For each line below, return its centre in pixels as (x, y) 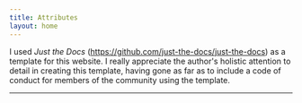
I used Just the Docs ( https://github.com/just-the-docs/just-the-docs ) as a (147, 51)
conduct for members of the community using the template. (120, 80)
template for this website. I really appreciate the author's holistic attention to (150, 61)
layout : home (34, 26)
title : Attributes (44, 17)
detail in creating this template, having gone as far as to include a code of (145, 70)
